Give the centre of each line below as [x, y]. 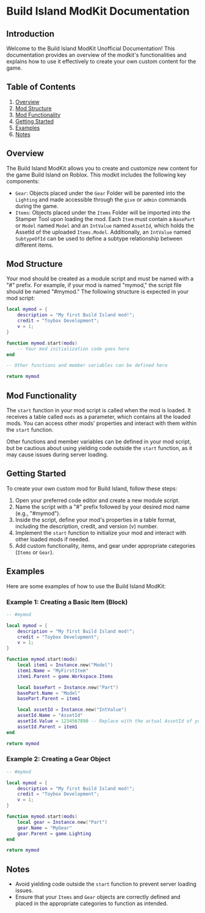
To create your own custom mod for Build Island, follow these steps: [92, 488]
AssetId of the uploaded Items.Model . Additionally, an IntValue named [103, 232]
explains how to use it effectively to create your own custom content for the [101, 61]
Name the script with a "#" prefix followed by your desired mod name [103, 507]
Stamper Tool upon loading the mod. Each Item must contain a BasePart [105, 219]
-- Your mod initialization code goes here [74, 349]
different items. [34, 245]
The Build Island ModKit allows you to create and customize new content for [102, 168]
